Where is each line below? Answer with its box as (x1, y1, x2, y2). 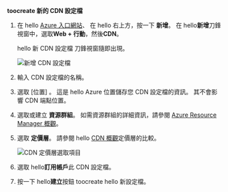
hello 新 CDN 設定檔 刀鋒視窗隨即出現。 (16, 44, 129, 52)
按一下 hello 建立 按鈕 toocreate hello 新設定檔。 (16, 178, 150, 185)
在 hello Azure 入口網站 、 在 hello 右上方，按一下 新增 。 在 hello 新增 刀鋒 (16, 21, 221, 29)
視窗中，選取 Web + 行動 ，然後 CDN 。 (16, 30, 123, 38)
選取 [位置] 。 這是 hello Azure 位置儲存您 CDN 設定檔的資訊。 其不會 (16, 88, 212, 96)
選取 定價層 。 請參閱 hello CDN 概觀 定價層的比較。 (16, 134, 160, 142)
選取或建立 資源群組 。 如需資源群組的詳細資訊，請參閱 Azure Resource (16, 111, 217, 119)
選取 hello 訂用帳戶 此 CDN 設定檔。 (16, 163, 115, 171)
